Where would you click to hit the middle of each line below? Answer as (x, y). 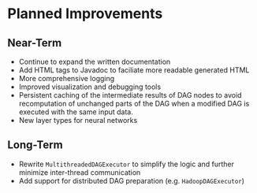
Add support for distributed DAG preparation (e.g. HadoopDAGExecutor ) (132, 180)
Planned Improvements (85, 14)
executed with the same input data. (76, 112)
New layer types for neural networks (78, 120)
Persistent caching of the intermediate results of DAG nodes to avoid (130, 95)
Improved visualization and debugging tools (90, 87)
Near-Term (35, 43)
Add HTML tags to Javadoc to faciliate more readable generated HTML (134, 70)
